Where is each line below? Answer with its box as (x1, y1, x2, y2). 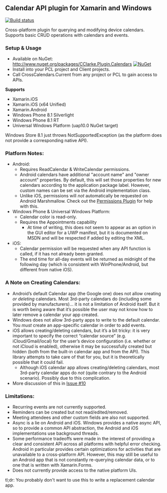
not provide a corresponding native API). (5, 138, 88, 144)
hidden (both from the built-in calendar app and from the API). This (12, 348, 150, 354)
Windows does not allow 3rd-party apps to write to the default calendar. (12, 317, 161, 323)
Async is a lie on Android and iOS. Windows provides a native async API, (12, 420, 162, 425)
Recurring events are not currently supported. (12, 404, 106, 410)
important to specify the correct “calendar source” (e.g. (12, 332, 126, 338)
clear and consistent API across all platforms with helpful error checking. (12, 441, 162, 447)
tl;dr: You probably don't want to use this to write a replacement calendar (5, 477, 155, 483)
